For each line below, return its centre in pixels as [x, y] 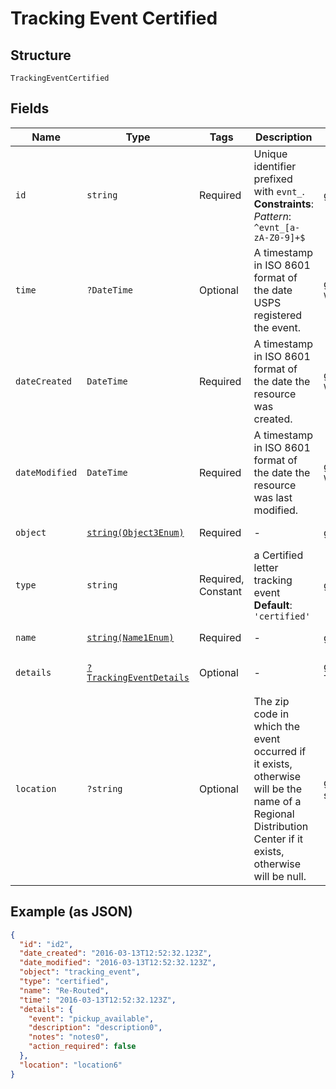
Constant [220, 591]
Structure [41, 55]
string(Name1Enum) [130, 637]
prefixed [273, 179]
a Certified [278, 555]
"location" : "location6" [71, 1065]
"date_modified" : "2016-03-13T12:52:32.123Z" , [118, 963]
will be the [278, 789]
